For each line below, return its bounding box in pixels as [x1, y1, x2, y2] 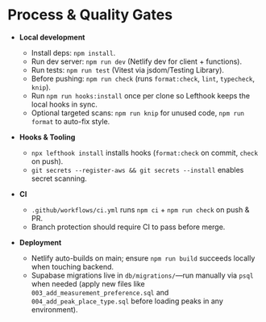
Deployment [19, 237, 62, 247]
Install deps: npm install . [31, 48, 116, 57]
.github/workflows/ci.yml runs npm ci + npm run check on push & [31, 204, 250, 215]
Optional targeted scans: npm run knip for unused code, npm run [31, 107, 245, 118]
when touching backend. [31, 261, 114, 271]
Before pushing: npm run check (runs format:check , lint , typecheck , [31, 73, 256, 83]
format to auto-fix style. [31, 116, 110, 126]
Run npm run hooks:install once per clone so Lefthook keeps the [31, 90, 251, 100]
